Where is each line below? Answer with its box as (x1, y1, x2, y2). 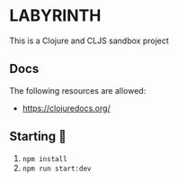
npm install (22, 154, 67, 163)
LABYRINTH (9, 5, 102, 26)
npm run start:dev (22, 164, 92, 173)
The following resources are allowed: (9, 85, 147, 96)
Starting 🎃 (9, 129, 67, 144)
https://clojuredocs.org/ (22, 103, 111, 114)
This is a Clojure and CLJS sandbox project (9, 35, 169, 46)
